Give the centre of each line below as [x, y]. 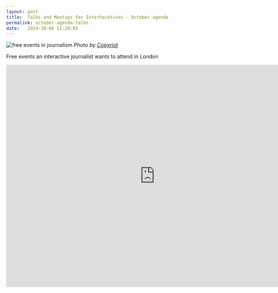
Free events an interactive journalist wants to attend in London [82, 56]
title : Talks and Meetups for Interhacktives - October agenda [87, 17]
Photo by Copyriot [96, 45]
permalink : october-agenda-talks [48, 23]
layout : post [22, 12]
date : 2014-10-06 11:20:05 [42, 28]
